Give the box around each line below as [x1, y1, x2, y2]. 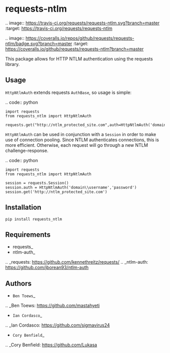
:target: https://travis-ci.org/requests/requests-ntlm [5, 25, 113, 31]
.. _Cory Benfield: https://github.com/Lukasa [5, 342, 97, 348]
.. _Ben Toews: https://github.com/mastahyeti [5, 303, 100, 309]
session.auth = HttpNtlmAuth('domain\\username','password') [5, 185, 137, 190]
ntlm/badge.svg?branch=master [5, 40, 72, 46]
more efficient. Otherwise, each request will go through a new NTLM [5, 142, 148, 148]
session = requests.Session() [5, 180, 69, 185]
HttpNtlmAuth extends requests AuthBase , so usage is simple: [5, 89, 132, 95]
